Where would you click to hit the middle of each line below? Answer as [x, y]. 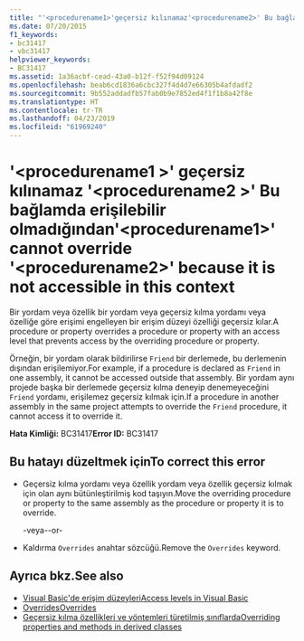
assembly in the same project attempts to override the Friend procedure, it [148, 406]
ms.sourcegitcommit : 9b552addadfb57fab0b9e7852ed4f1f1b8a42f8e [131, 93]
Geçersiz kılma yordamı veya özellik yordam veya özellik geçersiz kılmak [157, 484]
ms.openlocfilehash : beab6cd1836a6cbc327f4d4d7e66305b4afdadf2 [131, 85]
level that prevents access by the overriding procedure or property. [134, 341]
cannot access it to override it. [66, 416]
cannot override [71, 249]
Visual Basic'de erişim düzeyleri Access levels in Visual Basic [135, 598]
